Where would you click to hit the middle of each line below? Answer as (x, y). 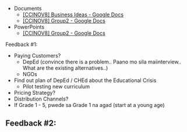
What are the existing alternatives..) (65, 68)
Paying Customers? (37, 56)
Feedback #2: (31, 124)
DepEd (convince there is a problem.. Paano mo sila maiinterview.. (102, 62)
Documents (28, 8)
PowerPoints (29, 27)
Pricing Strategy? (35, 93)
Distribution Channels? (41, 99)
